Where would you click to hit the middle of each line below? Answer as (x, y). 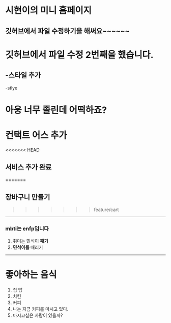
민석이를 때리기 (28, 247)
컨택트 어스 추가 (36, 135)
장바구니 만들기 (28, 197)
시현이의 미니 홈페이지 (48, 10)
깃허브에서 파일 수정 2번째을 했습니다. (79, 55)
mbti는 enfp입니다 (27, 229)
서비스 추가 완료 (28, 167)
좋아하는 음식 (31, 274)
